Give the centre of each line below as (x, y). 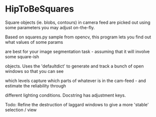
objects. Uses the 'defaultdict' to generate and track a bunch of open (74, 66)
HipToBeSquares (39, 9)
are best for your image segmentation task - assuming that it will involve (78, 51)
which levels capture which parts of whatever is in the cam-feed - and (76, 81)
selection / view (21, 110)
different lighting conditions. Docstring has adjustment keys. (65, 95)
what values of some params (34, 42)
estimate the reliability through (36, 85)
